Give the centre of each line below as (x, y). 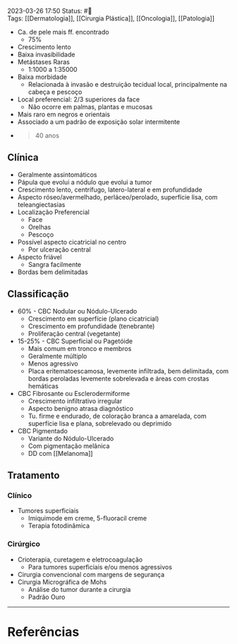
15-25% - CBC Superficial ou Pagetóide (75, 341)
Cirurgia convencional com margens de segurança (91, 574)
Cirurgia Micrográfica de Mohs (62, 582)
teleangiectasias (41, 204)
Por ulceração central (59, 249)
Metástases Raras (44, 62)
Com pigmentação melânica (69, 446)
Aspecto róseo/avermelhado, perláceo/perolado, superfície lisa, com (117, 197)
